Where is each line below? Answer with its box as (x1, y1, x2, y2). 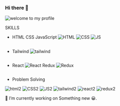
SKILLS (5, 25, 19, 31)
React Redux (12, 63, 55, 69)
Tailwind (12, 48, 29, 54)
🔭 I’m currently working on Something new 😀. (5, 95, 97, 101)
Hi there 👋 (5, 4, 29, 11)
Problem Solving (12, 76, 45, 82)
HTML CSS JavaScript (12, 34, 57, 40)
